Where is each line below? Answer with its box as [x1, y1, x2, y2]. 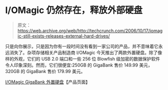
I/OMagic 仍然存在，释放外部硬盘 [5, 4, 143, 16]
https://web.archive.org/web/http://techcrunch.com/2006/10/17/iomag [17, 27, 163, 33]
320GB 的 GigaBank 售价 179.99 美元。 [5, 68, 85, 74]
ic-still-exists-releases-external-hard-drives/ [17, 33, 110, 39]
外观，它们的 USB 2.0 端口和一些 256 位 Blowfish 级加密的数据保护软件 [13, 55, 160, 61]
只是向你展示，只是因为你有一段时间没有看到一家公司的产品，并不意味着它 [5, 43, 158, 49]
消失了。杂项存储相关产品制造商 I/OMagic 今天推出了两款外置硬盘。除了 [9, 49, 158, 55]
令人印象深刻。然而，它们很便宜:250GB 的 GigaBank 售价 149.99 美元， [5, 62, 152, 68]
